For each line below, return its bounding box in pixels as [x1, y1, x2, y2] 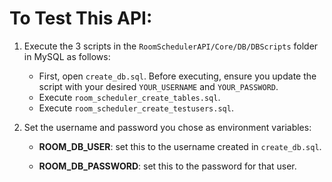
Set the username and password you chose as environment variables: [23, 121, 312, 133]
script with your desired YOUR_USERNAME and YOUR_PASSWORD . [38, 80, 279, 92]
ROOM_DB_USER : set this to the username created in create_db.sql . [38, 140, 322, 152]
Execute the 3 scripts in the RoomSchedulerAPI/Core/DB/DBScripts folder [23, 40, 319, 52]
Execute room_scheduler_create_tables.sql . [38, 91, 221, 103]
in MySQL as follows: [23, 50, 111, 62]
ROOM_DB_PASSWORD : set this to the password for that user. [38, 160, 297, 172]
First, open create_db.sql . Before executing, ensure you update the [38, 70, 317, 82]
